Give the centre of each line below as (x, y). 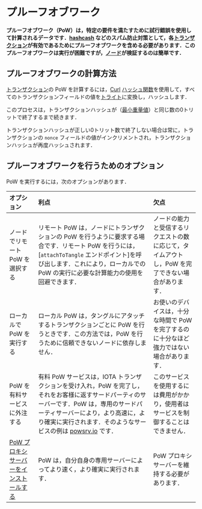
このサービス (171, 376)
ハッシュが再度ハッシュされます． (54, 145)
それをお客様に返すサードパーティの (89, 395)
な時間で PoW (173, 320)
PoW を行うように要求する (102, 237)
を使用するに (171, 386)
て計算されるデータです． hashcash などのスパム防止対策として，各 (90, 37)
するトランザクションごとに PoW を (89, 325)
